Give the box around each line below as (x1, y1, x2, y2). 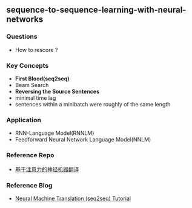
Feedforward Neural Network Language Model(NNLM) (15, 136, 151, 143)
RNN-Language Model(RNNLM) (15, 129, 94, 137)
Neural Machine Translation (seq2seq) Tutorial (15, 195, 131, 202)
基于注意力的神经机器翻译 (15, 166, 79, 173)
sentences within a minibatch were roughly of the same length (15, 100, 171, 108)
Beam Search (15, 81, 49, 88)
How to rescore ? (15, 46, 58, 53)
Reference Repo (6, 151, 55, 160)
